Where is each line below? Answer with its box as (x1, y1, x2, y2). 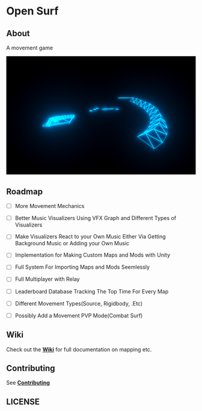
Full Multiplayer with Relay (14, 275, 80, 283)
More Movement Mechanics (14, 202, 85, 210)
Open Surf (6, 4, 59, 18)
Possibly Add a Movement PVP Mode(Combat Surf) (14, 312, 143, 319)
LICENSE (6, 397, 40, 407)
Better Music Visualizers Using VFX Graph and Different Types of (14, 215, 176, 222)
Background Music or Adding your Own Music (14, 240, 130, 247)
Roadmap (6, 186, 43, 196)
